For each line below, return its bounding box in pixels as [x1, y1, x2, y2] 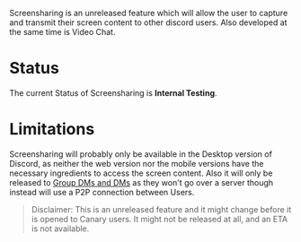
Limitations [9, 119, 95, 140]
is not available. [31, 223, 90, 234]
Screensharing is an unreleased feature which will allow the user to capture [9, 8, 288, 18]
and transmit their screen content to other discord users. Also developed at [9, 17, 288, 28]
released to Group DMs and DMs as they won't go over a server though [9, 177, 274, 187]
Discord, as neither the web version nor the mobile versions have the [9, 158, 264, 169]
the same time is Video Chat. [9, 27, 116, 37]
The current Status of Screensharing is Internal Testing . [9, 87, 217, 98]
